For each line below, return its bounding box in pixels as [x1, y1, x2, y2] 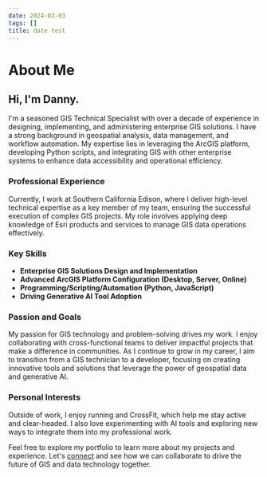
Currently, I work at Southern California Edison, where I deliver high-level [8, 194, 248, 203]
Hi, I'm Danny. [8, 93, 80, 106]
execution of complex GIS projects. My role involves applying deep [8, 211, 228, 220]
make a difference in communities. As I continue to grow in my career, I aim [8, 346, 255, 356]
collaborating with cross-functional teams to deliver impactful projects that [8, 338, 253, 348]
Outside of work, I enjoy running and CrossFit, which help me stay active [8, 410, 247, 420]
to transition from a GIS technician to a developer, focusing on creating [8, 355, 241, 365]
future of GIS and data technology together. [8, 459, 151, 469]
